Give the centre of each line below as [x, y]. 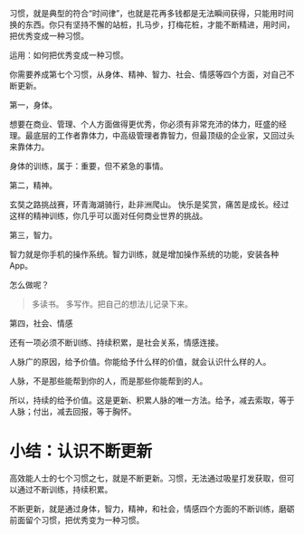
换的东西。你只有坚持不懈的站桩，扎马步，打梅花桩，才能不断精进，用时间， [152, 24]
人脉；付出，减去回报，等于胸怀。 [73, 411]
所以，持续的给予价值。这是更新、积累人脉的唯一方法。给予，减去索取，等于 [152, 400]
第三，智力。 [33, 235]
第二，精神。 [33, 185]
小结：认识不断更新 [81, 452]
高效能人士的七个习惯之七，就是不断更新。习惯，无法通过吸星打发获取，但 [148, 478]
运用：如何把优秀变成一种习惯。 [69, 55]
